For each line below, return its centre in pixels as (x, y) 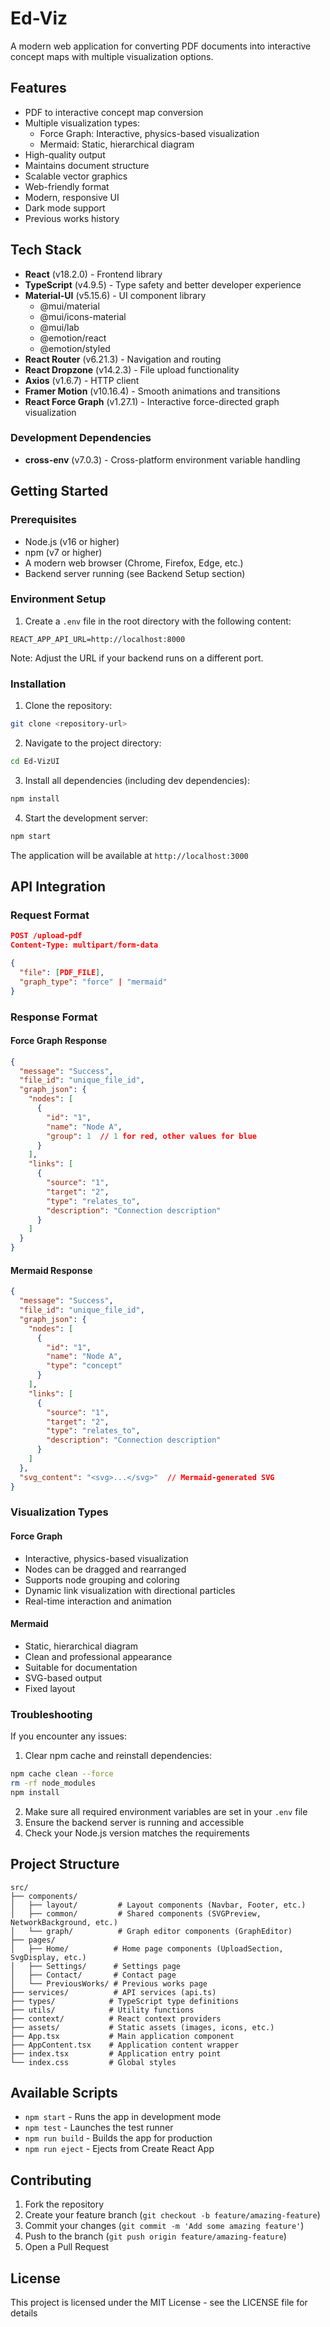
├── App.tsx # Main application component (122, 2036)
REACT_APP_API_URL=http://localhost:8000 (98, 639)
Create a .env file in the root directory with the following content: (158, 621)
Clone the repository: (68, 706)
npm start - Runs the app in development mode (123, 2117)
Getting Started (59, 491)
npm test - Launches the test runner (99, 2128)
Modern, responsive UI (72, 197)
